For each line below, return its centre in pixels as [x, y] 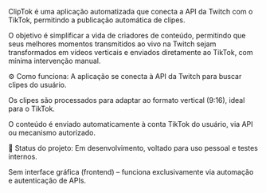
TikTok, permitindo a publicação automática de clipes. [97, 20]
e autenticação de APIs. [47, 180]
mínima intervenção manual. [55, 61]
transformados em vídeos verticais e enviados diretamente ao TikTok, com [131, 52]
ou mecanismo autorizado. [52, 132]
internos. [23, 156]
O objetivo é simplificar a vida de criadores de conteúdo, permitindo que [127, 35]
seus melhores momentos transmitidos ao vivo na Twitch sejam [112, 44]
